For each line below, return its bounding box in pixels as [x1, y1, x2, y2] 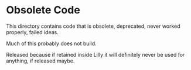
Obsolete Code [6, 3, 80, 17]
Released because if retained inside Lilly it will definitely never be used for [6, 51, 185, 58]
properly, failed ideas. [6, 28, 59, 35]
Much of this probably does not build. [6, 40, 97, 47]
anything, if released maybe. [6, 57, 75, 64]
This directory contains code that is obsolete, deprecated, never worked [6, 23, 180, 30]
